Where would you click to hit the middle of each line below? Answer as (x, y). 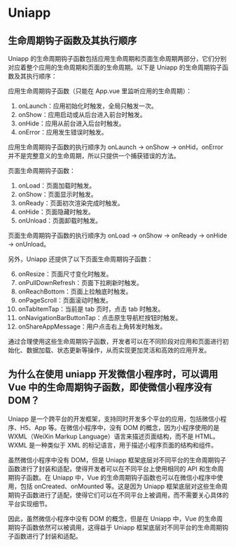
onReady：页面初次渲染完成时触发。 (71, 203)
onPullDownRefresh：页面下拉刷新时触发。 (80, 283)
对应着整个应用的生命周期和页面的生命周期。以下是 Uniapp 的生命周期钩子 (115, 67)
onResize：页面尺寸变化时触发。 (65, 274)
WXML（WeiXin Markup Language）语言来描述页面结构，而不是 (101, 436)
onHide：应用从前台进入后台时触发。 (71, 123)
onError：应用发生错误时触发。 (63, 132)
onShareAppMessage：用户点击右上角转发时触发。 (92, 326)
